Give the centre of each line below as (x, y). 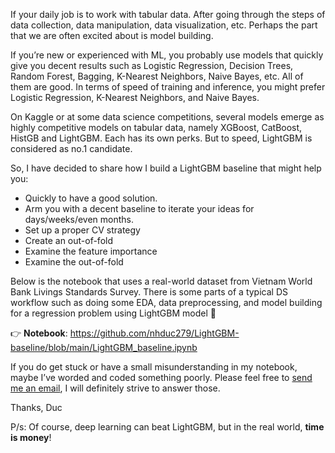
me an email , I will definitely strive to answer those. (115, 388)
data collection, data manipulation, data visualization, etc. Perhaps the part (164, 25)
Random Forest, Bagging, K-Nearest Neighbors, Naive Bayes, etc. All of (157, 76)
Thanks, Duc (36, 407)
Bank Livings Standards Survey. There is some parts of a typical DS (149, 292)
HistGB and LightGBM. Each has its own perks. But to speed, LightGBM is (161, 138)
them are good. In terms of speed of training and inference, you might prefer (168, 87)
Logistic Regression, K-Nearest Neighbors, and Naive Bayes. (135, 97)
